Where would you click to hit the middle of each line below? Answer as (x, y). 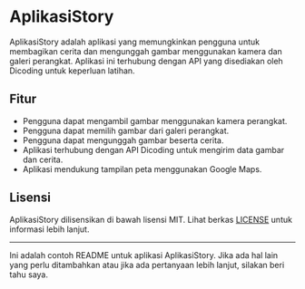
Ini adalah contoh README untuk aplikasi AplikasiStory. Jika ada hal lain (144, 255)
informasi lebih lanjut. (49, 229)
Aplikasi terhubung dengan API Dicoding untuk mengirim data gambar (153, 149)
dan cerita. (43, 159)
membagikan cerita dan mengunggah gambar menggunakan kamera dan (146, 51)
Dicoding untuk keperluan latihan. (72, 71)
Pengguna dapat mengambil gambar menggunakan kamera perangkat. (155, 120)
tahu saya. (29, 275)
